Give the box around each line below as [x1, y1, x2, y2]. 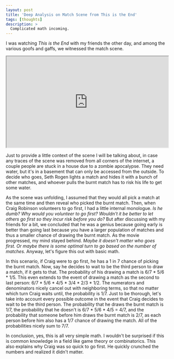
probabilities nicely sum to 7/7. [6, 323, 69, 329]
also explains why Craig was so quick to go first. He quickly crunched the [6, 343, 159, 350]
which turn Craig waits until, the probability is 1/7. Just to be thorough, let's [6, 291, 161, 297]
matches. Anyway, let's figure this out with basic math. [6, 248, 120, 255]
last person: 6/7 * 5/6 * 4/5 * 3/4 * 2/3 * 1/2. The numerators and [6, 280, 145, 286]
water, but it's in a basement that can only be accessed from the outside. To [6, 168, 164, 175]
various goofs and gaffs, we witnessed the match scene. [6, 46, 124, 52]
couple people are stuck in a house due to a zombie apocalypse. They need [6, 163, 164, 169]
